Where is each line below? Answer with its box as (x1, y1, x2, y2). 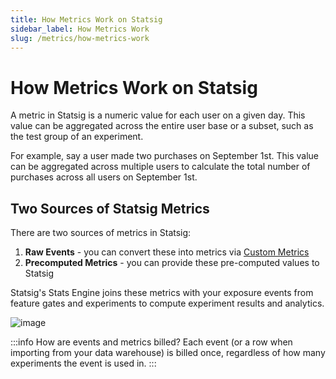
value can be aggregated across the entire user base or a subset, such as (10, 120, 314, 132)
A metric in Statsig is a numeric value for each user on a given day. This (10, 109, 306, 121)
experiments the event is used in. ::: (10, 357, 157, 370)
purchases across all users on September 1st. (10, 171, 198, 183)
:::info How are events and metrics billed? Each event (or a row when (10, 336, 293, 348)
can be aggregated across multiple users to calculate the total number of (10, 161, 311, 173)
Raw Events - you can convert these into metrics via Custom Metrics (24, 246, 310, 258)
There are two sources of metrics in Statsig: (10, 227, 192, 239)
